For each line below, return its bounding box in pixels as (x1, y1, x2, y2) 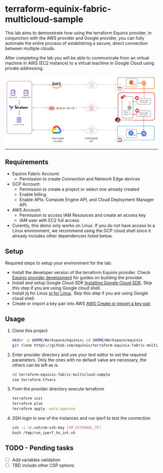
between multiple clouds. (5, 45, 56, 51)
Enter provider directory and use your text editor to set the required (12, 352, 147, 357)
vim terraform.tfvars (12, 377, 56, 382)
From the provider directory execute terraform (12, 386, 104, 392)
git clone (12, 343, 33, 348)
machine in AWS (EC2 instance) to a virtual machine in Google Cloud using (5, 60, 154, 66)
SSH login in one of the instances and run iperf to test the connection (12, 415, 151, 421)
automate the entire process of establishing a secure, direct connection (5, 40, 148, 46)
